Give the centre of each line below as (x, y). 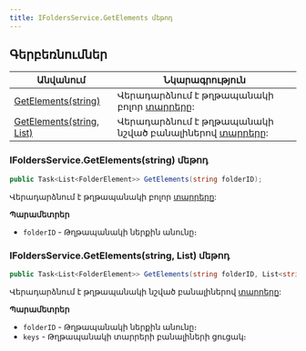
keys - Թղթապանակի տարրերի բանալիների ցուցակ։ (134, 336)
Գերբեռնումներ (58, 55)
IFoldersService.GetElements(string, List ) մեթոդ (120, 256)
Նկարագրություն (204, 80)
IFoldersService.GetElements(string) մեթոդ (109, 160)
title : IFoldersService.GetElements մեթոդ (91, 18)
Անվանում (61, 80)
